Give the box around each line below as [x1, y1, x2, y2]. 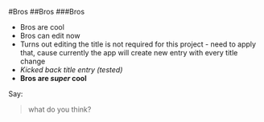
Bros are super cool [19, 74, 87, 83]
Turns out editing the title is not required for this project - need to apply [19, 39, 256, 49]
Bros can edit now [19, 31, 80, 40]
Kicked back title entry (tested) [19, 65, 123, 75]
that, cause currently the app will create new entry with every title [19, 48, 238, 57]
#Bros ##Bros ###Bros [8, 7, 85, 16]
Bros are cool [19, 22, 64, 31]
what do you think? [27, 104, 92, 114]
